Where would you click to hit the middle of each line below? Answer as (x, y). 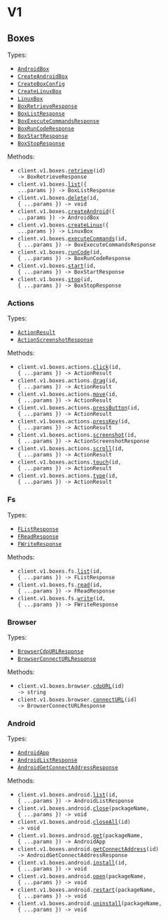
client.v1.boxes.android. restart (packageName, (86, 890)
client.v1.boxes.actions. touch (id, (69, 462)
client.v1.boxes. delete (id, (58, 198)
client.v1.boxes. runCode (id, (60, 252)
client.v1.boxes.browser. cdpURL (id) (71, 686)
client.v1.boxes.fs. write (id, (62, 598)
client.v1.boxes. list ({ (52, 184)
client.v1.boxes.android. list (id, (68, 795)
